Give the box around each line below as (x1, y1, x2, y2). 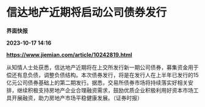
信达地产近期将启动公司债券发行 (6, 6, 167, 20)
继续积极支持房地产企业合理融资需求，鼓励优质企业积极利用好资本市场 (16, 86, 193, 94)
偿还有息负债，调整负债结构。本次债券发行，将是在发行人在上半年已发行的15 (6, 71, 199, 78)
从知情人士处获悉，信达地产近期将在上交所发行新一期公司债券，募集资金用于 (6, 64, 199, 71)
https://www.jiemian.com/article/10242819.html (6, 51, 132, 58)
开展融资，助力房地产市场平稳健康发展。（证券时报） (11, 94, 143, 101)
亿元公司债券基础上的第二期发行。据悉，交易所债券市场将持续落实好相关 (6, 79, 188, 86)
